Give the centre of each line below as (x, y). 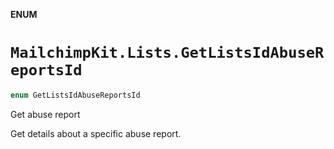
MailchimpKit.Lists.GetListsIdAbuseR (167, 53)
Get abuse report (45, 114)
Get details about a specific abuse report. (96, 133)
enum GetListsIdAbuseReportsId (75, 95)
